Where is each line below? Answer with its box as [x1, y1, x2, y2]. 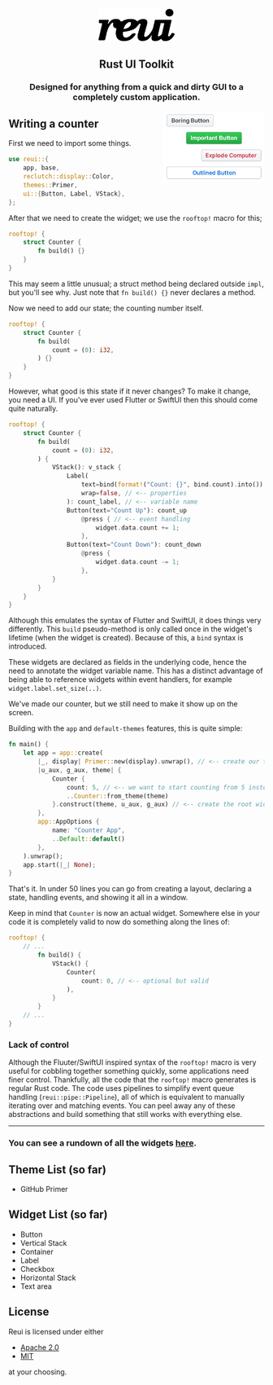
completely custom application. [72, 91, 201, 103]
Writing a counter [8, 117, 99, 130]
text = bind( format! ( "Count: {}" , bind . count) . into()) [80, 481, 264, 489]
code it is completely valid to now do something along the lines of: [8, 917, 230, 927]
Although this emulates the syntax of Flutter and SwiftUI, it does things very [8, 616, 262, 626]
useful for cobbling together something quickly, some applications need [8, 1066, 249, 1076]
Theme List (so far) [8, 1163, 107, 1176]
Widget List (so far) [8, 1207, 108, 1222]
